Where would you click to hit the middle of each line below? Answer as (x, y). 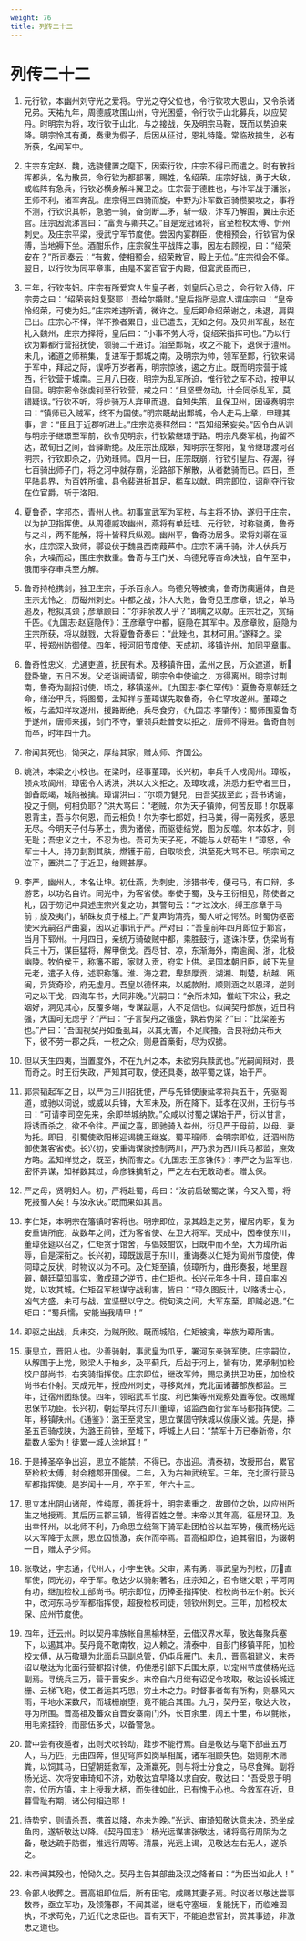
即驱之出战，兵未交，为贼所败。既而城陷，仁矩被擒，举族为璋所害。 (151, 1332)
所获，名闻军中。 (56, 147)
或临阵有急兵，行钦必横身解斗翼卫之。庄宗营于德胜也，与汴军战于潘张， (159, 189)
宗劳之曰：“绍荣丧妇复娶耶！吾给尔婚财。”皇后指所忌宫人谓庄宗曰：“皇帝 (158, 299)
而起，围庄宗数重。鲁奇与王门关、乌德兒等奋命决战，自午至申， (175, 557)
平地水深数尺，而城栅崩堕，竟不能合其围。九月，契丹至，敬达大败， (167, 1702)
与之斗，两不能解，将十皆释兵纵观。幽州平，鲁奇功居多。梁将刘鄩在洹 (155, 535)
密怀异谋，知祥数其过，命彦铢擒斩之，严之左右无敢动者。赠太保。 (147, 1171)
